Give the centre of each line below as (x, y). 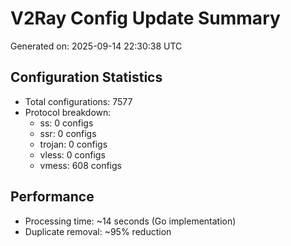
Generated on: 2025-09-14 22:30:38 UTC (96, 46)
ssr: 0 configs (68, 133)
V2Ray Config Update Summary (145, 18)
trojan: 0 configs (73, 144)
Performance (52, 197)
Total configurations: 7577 (78, 101)
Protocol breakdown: (68, 112)
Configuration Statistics (86, 77)
